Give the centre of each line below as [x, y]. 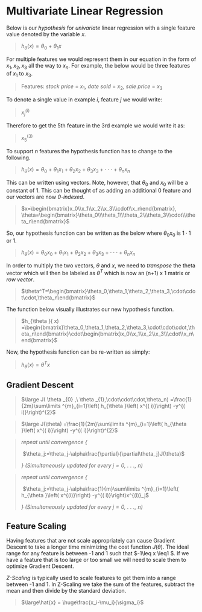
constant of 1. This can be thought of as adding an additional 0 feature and [99, 190]
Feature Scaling [36, 526]
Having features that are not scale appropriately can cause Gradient [90, 540]
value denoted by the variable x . [46, 34]
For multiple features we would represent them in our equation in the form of [101, 59]
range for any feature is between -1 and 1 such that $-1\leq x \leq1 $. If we [98, 553]
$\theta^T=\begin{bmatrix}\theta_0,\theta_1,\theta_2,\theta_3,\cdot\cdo [108, 291]
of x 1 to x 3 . [20, 74]
